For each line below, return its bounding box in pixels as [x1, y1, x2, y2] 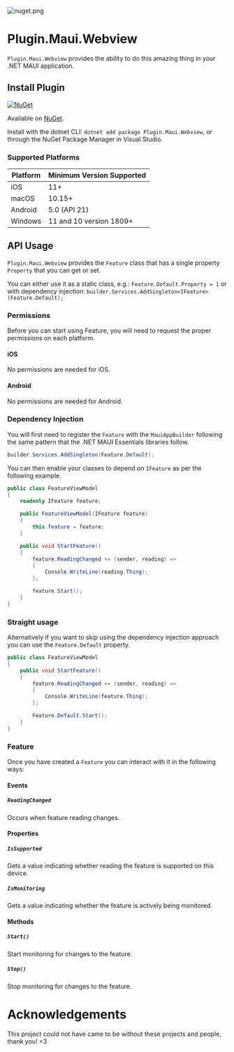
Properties [7, 829, 39, 838]
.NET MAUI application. [7, 62, 75, 70]
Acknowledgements [7, 1007, 127, 1022]
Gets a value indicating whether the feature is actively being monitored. [7, 902, 213, 910]
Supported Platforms [7, 152, 80, 162]
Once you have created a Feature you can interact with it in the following [7, 757, 217, 765]
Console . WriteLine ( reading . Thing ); [44, 568, 149, 576]
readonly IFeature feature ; [20, 498, 101, 505]
